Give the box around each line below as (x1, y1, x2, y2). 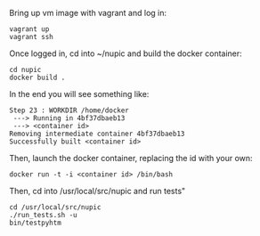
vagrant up (9, 25, 50, 34)
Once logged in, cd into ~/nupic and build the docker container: (9, 48, 242, 59)
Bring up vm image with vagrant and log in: (9, 8, 167, 18)
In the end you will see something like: (9, 89, 150, 99)
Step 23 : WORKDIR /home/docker (9, 106, 129, 115)
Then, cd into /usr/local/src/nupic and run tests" (9, 186, 186, 196)
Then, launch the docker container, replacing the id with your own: (9, 153, 253, 163)
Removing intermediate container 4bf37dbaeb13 (9, 129, 185, 138)
